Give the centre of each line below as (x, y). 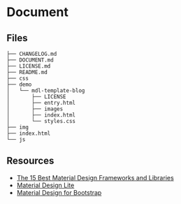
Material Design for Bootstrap (59, 192)
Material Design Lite (45, 185)
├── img (18, 127)
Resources (30, 161)
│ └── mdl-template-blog (46, 91)
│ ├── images (35, 109)
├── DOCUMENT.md (30, 60)
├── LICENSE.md (29, 66)
